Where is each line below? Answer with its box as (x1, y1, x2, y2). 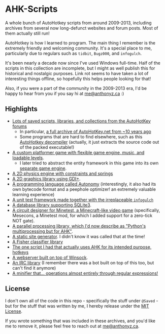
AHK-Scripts (5, 3, 58, 15)
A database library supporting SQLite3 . (12, 202, 92, 208)
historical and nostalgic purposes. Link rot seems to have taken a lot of (5, 70, 149, 76)
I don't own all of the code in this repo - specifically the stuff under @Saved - (5, 297, 159, 303)
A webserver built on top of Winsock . (12, 254, 88, 260)
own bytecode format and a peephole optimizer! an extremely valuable (12, 186, 156, 192)
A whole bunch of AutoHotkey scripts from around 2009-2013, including (5, 20, 152, 26)
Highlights (5, 105, 38, 113)
